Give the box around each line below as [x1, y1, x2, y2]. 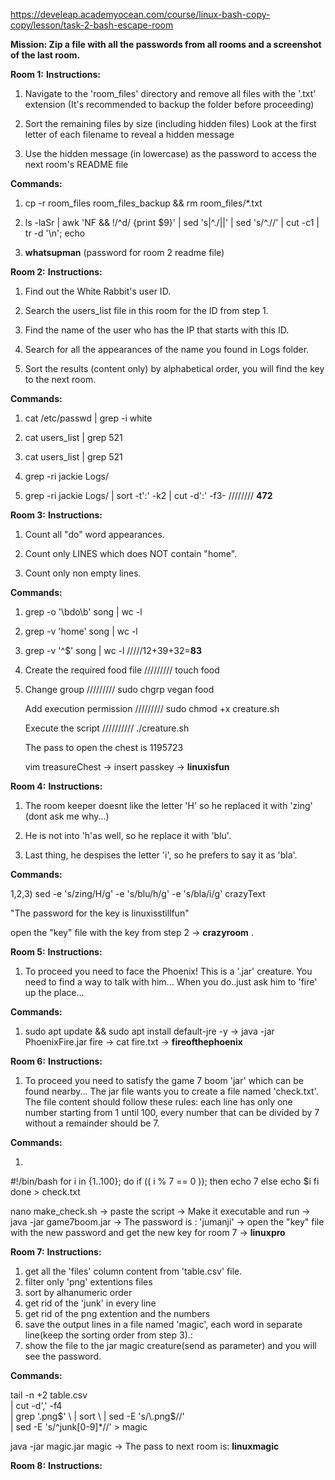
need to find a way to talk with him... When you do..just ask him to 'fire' [24, 976, 318, 988]
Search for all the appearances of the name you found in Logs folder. [24, 344, 310, 355]
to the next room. [24, 374, 97, 385]
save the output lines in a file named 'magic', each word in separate [24, 1319, 303, 1330]
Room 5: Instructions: [10, 946, 103, 958]
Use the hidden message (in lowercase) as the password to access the [24, 148, 317, 159]
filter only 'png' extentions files [24, 1276, 153, 1288]
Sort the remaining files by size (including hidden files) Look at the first [24, 118, 317, 129]
